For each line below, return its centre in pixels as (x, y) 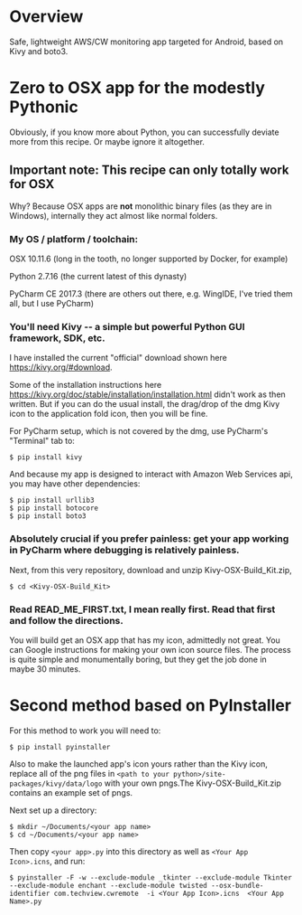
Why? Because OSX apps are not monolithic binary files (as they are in (141, 206)
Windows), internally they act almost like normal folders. (114, 215)
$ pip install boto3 (48, 516)
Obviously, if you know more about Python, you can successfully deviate (144, 132)
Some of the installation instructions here (86, 385)
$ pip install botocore (54, 508)
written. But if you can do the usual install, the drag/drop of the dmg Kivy (145, 404)
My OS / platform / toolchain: (73, 239)
